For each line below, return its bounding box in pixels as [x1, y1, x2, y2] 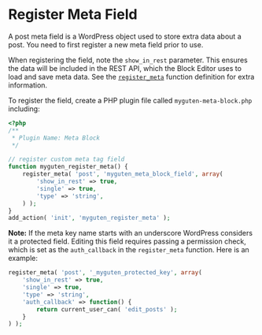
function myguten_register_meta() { [8, 163, 128, 171]
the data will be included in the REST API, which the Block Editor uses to [8, 63, 242, 73]
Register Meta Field [8, 6, 138, 24]
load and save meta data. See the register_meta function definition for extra [8, 72, 255, 81]
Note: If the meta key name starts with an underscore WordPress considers [8, 229, 253, 238]
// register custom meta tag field [8, 155, 125, 163]
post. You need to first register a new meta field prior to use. [8, 39, 204, 49]
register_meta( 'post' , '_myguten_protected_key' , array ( [8, 269, 202, 277]
